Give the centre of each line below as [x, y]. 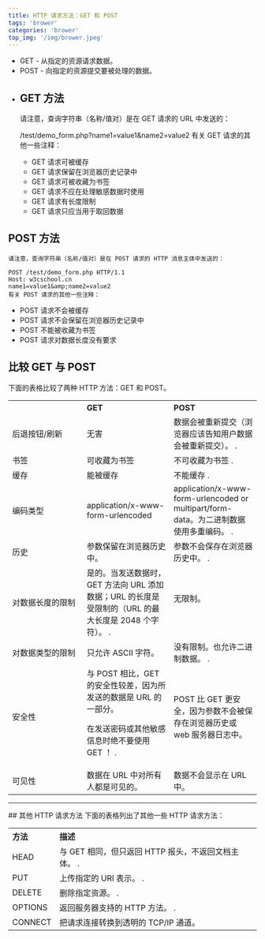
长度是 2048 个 [123, 620]
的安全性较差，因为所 [126, 685]
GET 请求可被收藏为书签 [71, 181]
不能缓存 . [192, 475]
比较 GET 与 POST [52, 367]
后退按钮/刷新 [37, 433]
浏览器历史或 [213, 723]
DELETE [27, 892]
